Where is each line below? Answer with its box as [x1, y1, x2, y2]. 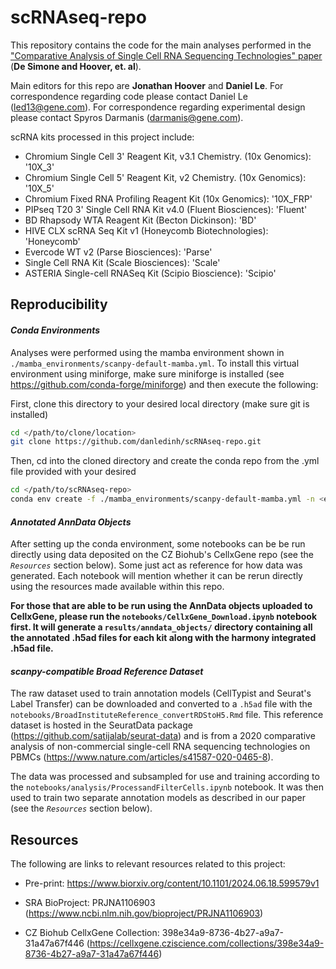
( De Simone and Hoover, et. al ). [10, 60, 142, 72]
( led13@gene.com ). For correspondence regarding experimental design [10, 101, 306, 113]
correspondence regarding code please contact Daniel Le [10, 90, 248, 102]
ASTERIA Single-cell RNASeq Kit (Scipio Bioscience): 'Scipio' [24, 267, 277, 279]
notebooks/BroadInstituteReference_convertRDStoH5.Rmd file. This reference [10, 709, 324, 721]
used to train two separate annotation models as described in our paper [10, 792, 306, 804]
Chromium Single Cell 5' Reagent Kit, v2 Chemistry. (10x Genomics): [24, 171, 307, 183]
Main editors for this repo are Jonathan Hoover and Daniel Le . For [10, 79, 284, 91]
